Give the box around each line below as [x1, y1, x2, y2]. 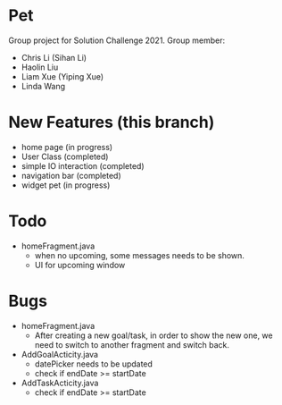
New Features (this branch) [8, 113, 215, 132]
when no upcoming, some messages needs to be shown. [34, 249, 245, 260]
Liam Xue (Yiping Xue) [21, 71, 104, 81]
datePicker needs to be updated [34, 359, 153, 369]
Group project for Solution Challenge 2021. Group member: [8, 35, 225, 46]
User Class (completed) [21, 151, 109, 162]
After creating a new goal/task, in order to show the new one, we [34, 330, 273, 341]
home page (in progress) [21, 141, 113, 152]
